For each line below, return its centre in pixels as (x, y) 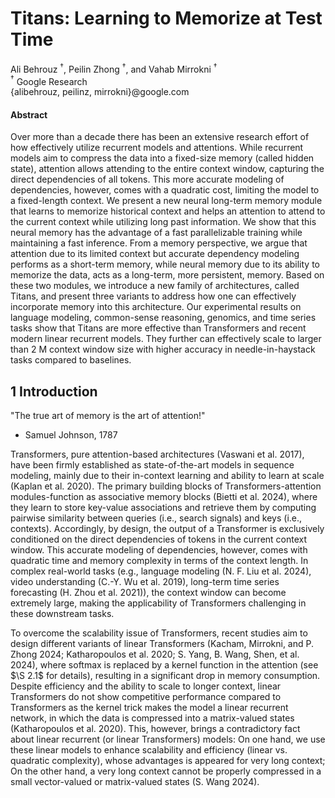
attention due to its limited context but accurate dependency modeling (155, 254)
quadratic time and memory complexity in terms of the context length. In (159, 561)
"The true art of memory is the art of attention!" (108, 416)
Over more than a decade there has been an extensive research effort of (160, 137)
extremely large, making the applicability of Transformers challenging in (158, 603)
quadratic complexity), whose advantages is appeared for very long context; (168, 761)
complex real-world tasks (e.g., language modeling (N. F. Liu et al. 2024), (161, 571)
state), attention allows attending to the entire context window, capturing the (167, 169)
